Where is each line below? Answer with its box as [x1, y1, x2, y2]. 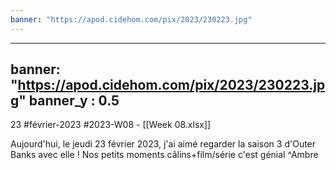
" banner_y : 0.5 [18, 92, 120, 110]
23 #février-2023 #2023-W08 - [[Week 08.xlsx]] [10, 119, 212, 131]
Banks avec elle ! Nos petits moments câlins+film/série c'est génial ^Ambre [10, 149, 319, 161]
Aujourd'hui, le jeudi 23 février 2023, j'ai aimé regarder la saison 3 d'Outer [10, 138, 317, 150]
